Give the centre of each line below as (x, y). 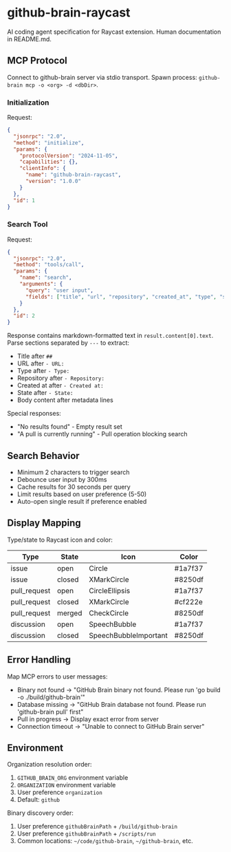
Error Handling (39, 660)
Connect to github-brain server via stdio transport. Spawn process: (102, 77)
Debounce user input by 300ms (62, 480)
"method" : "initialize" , (49, 142)
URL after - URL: (41, 363)
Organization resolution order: (49, 765)
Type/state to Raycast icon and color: (60, 540)
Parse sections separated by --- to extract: (68, 343)
